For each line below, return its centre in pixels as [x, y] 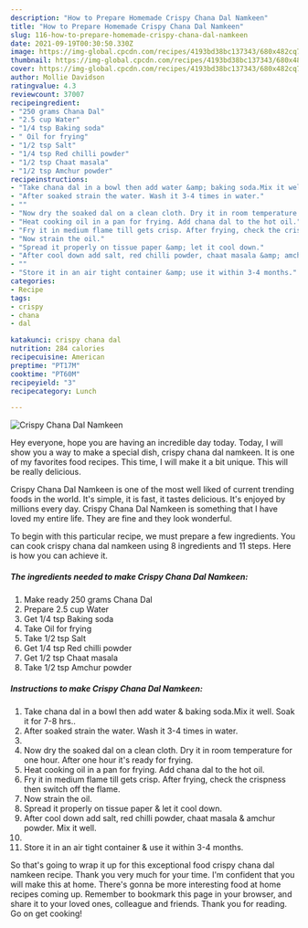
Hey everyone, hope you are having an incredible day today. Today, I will [147, 443]
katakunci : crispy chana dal [66, 340]
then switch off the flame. [72, 789]
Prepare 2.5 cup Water [66, 609]
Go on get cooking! [47, 913]
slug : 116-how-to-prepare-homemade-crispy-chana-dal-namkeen [129, 35]
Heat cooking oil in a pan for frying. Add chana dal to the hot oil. [144, 770]
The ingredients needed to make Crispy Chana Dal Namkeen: [129, 576]
